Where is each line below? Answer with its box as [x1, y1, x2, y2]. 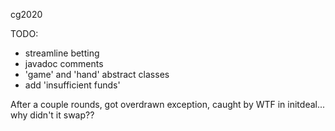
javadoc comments [24, 58, 104, 69]
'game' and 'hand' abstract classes [24, 69, 170, 80]
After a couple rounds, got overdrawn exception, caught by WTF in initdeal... [10, 99, 326, 110]
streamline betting [24, 47, 100, 59]
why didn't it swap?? [10, 109, 95, 121]
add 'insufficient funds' [24, 79, 121, 91]
